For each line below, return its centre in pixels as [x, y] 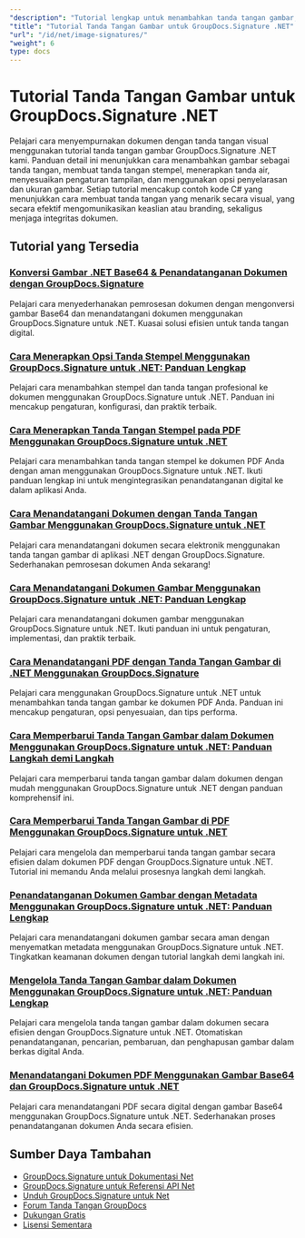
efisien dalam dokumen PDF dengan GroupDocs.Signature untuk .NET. [142, 862]
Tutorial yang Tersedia [74, 247]
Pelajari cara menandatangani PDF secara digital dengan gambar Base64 [146, 1106]
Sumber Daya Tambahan [80, 1154]
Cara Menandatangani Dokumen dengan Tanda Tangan [134, 514]
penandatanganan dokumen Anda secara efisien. [101, 1125]
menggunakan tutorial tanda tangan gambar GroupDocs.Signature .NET [143, 151]
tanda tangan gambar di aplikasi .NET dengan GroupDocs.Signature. [137, 554]
